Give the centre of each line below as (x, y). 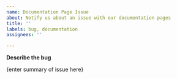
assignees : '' (24, 35)
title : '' (19, 23)
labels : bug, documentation (42, 29)
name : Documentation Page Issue (47, 12)
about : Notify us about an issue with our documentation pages (89, 18)
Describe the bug (29, 58)
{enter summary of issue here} (45, 70)
